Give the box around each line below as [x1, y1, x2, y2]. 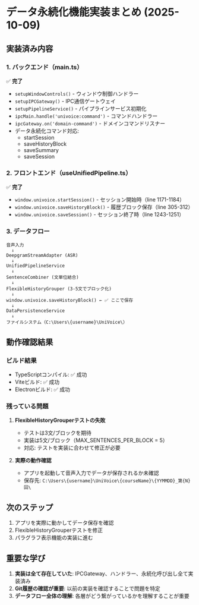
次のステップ [6, 502, 53, 512]
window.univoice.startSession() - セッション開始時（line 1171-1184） [14, 196, 185, 203]
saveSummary [23, 146, 59, 153]
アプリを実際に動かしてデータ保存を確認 [14, 519, 114, 527]
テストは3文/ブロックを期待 [23, 429, 92, 437]
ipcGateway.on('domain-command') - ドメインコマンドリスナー [14, 119, 166, 127]
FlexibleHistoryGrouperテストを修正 [14, 527, 103, 534]
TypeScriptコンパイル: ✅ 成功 [14, 371, 87, 378]
